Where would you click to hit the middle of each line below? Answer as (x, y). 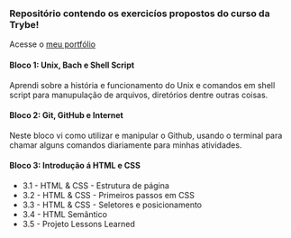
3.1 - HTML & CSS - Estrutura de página (95, 185)
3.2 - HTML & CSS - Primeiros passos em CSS (109, 195)
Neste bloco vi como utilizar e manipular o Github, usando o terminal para (146, 135)
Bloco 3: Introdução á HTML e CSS (75, 166)
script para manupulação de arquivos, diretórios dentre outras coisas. (139, 95)
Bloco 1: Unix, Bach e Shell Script (72, 65)
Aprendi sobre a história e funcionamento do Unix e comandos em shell (142, 85)
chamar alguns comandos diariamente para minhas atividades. (126, 145)
